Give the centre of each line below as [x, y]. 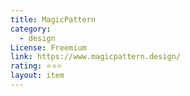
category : [31, 29]
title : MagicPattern [53, 19]
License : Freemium [48, 47]
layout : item [37, 76]
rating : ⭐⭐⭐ [36, 66]
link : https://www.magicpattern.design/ [96, 57]
